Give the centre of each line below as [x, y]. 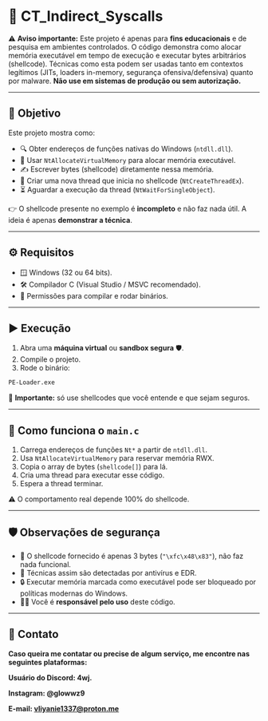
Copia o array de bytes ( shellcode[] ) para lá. [94, 467]
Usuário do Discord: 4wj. [50, 677]
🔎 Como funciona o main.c [74, 430]
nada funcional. [45, 564]
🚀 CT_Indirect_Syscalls [86, 16]
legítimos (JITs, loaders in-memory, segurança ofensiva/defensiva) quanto [131, 72]
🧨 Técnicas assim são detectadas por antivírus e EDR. [108, 572]
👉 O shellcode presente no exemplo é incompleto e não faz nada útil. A [128, 208]
